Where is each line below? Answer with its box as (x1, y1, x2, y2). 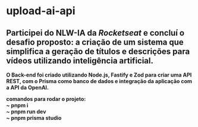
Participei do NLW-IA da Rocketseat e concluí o (6, 28, 185, 38)
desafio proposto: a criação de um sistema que (6, 37, 184, 47)
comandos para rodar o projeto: (6, 96, 86, 102)
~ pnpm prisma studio (6, 115, 62, 121)
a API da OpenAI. (6, 84, 49, 91)
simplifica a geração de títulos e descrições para (6, 46, 190, 56)
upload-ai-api (6, 4, 76, 18)
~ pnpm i (6, 102, 29, 109)
